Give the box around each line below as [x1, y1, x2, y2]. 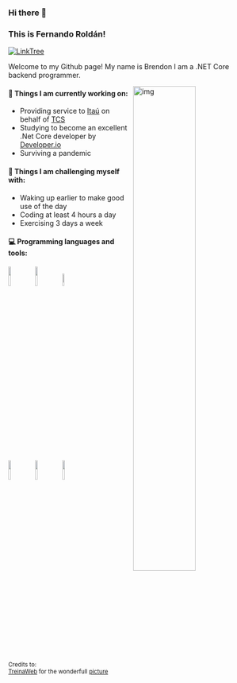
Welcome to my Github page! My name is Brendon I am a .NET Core [8, 62, 230, 72]
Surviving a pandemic [19, 149, 91, 158]
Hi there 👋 [8, 7, 48, 18]
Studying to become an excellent [19, 123, 128, 133]
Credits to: [8, 660, 37, 669]
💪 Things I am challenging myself [8, 167, 120, 177]
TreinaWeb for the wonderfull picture [8, 667, 109, 675]
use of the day [19, 201, 67, 211]
